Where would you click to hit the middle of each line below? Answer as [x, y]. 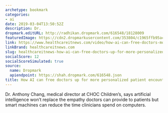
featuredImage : [21, 38]
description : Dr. [23, 29]
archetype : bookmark [27, 10]
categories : [17, 15]
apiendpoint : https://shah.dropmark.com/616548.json [66, 75]
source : [13, 66]
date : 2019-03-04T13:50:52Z [34, 24]
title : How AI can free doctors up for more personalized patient [76, 80]
